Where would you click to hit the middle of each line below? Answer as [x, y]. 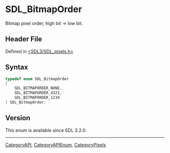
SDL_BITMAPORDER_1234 [37, 98]
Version [18, 118]
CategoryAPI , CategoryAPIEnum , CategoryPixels [56, 144]
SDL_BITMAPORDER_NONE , [38, 88]
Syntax [17, 67]
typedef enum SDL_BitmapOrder [37, 79]
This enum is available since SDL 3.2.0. [46, 130]
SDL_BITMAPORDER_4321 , [38, 93]
